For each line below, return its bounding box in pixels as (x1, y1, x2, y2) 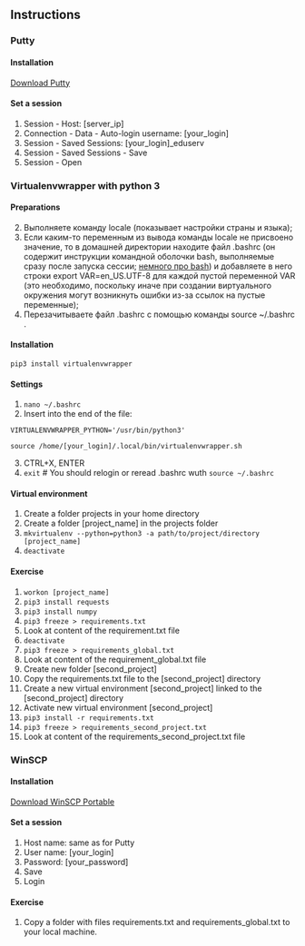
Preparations (10, 202, 61, 212)
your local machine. (23, 926, 98, 938)
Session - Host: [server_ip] (23, 118, 124, 129)
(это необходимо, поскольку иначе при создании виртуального (23, 280, 271, 291)
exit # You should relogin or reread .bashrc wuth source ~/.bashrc (23, 468, 275, 478)
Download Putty (10, 77, 71, 88)
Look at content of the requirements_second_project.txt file (23, 731, 246, 742)
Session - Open (23, 156, 83, 167)
